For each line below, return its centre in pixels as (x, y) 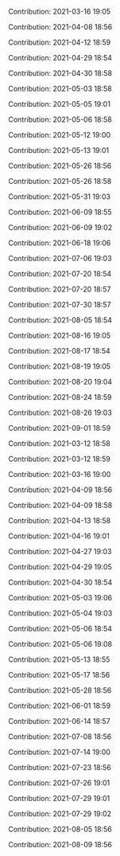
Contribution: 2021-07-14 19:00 (60, 752)
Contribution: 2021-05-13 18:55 (59, 659)
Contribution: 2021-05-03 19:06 (60, 598)
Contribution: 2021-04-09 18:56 (60, 490)
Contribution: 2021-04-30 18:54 (60, 582)
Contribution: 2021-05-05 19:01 (60, 104)
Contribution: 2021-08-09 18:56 (60, 844)
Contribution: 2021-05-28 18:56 (60, 690)
